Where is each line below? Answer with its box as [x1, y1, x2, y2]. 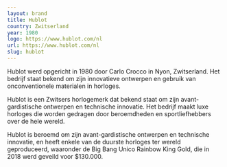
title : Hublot [7, 16, 48, 23]
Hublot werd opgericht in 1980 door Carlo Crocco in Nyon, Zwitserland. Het [7, 67, 220, 76]
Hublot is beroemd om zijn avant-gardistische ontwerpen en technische [7, 130, 210, 138]
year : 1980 [7, 29, 38, 36]
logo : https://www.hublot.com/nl [7, 36, 103, 43]
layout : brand [7, 10, 48, 17]
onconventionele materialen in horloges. [7, 82, 121, 90]
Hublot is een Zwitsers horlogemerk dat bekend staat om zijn [7, 95, 180, 103]
